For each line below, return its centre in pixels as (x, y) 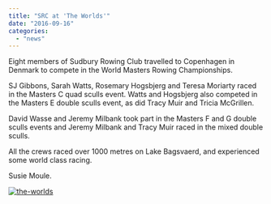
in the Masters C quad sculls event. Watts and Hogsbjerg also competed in (133, 95)
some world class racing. (50, 160)
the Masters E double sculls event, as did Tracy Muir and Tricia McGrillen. (131, 103)
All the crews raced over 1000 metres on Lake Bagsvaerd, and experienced (134, 151)
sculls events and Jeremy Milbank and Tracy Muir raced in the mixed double (136, 127)
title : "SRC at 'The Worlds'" (60, 16)
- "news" (30, 38)
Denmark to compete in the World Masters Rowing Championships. (120, 70)
